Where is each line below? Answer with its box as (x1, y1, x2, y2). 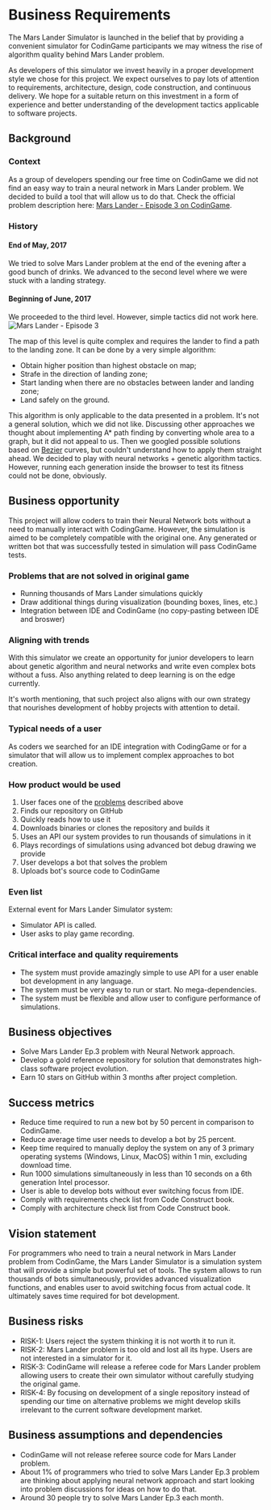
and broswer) (19, 615, 65, 624)
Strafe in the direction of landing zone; (19, 369, 148, 379)
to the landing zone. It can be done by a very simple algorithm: (8, 345, 216, 354)
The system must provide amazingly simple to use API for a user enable (19, 967, 259, 977)
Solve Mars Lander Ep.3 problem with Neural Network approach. (19, 1047, 236, 1056)
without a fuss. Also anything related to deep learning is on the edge (8, 670, 236, 680)
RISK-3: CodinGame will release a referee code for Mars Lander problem (19, 1361, 261, 1372)
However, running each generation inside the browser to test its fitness (8, 462, 244, 472)
